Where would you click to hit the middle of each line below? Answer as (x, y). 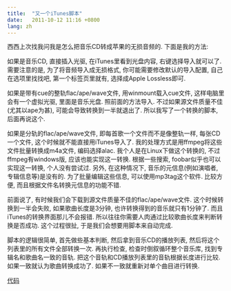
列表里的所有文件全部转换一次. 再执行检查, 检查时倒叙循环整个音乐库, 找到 (112, 249)
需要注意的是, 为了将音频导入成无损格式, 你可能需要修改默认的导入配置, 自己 (115, 70)
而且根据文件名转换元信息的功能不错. (69, 185)
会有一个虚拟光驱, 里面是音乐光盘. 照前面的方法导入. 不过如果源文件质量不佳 (115, 102)
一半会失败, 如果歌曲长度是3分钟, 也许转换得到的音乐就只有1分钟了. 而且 (121, 208)
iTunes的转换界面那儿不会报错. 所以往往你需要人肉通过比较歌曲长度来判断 (112, 217)
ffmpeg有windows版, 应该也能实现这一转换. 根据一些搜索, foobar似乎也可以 (114, 160)
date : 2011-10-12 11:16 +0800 (53, 20)
